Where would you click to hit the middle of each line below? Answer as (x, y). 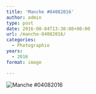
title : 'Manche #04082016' (40, 12)
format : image (24, 62)
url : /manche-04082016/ (36, 34)
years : (14, 51)
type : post (20, 23)
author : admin (24, 17)
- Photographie (31, 46)
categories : (21, 40)
